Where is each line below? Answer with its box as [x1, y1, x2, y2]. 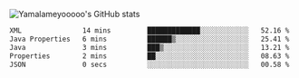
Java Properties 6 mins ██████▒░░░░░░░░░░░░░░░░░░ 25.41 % [9, 34, 290, 44]
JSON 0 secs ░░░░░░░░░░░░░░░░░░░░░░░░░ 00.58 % [9, 60, 290, 69]
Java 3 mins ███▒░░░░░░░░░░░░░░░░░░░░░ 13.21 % [9, 43, 290, 52]
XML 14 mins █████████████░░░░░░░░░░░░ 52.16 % [9, 26, 290, 35]
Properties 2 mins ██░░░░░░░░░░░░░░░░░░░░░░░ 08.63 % [9, 51, 290, 61]
